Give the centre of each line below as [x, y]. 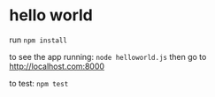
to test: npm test [39, 83]
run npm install [38, 40]
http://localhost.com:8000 [57, 66]
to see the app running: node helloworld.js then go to [108, 56]
